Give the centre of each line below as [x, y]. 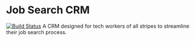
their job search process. [36, 32]
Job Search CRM [48, 10]
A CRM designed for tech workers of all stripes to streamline [116, 26]
